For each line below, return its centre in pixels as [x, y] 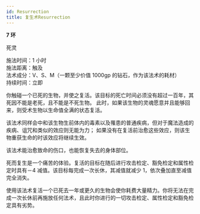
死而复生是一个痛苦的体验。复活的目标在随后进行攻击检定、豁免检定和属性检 [100, 163]
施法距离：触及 [24, 67]
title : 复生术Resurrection [38, 17]
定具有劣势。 [22, 205]
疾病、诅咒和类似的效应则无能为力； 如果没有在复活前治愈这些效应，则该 [96, 130]
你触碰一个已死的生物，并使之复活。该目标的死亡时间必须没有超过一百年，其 [100, 95]
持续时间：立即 [24, 82]
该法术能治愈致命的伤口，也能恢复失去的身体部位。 [69, 150]
